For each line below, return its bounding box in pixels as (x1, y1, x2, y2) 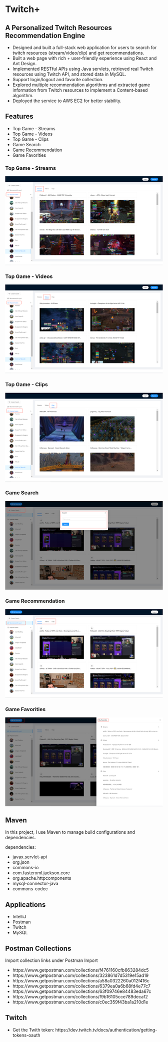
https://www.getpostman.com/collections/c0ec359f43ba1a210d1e (12, 999, 148, 1005)
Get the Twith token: (12, 1026, 54, 1032)
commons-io (12, 865, 39, 871)
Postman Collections (5, 944, 71, 952)
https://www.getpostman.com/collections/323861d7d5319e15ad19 (12, 972, 149, 978)
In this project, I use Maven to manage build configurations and (5, 829, 135, 835)
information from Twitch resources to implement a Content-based (12, 87, 148, 93)
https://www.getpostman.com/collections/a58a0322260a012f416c (12, 978, 150, 984)
